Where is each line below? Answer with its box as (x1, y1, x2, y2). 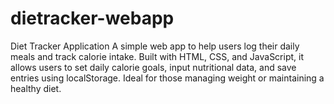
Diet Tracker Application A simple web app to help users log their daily (10, 40, 300, 52)
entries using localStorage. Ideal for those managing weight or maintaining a (10, 72, 325, 84)
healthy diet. (10, 82, 62, 94)
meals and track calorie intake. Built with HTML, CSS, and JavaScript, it (10, 50, 305, 62)
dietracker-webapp (10, 7, 175, 30)
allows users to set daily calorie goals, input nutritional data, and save (10, 61, 297, 73)
